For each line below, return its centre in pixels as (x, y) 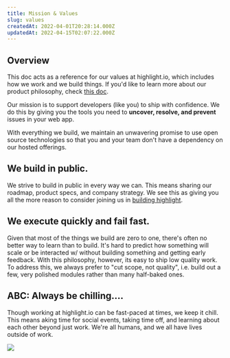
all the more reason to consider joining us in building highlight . (95, 200)
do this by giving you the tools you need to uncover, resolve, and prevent (112, 112)
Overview (28, 60)
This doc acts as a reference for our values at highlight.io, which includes (111, 77)
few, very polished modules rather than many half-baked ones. (96, 274)
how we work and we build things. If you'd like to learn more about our (107, 84)
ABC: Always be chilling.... (65, 296)
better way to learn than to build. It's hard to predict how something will (108, 245)
